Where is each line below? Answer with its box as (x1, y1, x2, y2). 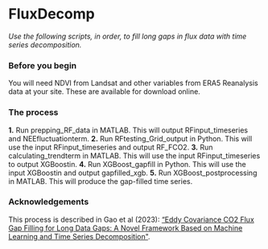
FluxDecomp (8, 5, 95, 23)
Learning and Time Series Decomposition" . (8, 231, 150, 241)
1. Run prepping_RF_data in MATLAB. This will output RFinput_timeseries (8, 125, 248, 135)
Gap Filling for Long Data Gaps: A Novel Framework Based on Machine (8, 222, 243, 233)
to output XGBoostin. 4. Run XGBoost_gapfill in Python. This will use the (8, 159, 247, 169)
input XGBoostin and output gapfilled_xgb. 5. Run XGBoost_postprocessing (8, 168, 258, 178)
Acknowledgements (8, 196, 89, 207)
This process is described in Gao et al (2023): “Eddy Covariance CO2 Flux (8, 214, 255, 224)
